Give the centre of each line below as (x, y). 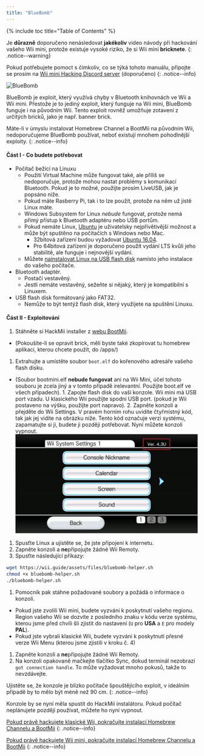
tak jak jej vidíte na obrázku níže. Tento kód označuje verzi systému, (100, 418)
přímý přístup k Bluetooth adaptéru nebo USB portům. (92, 220)
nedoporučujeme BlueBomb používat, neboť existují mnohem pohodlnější (98, 135)
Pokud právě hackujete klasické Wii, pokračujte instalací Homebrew (91, 722)
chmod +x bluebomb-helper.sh (43, 574)
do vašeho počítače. (50, 265)
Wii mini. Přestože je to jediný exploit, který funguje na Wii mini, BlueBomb (99, 104)
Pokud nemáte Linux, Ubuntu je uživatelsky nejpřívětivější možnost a (110, 226)
